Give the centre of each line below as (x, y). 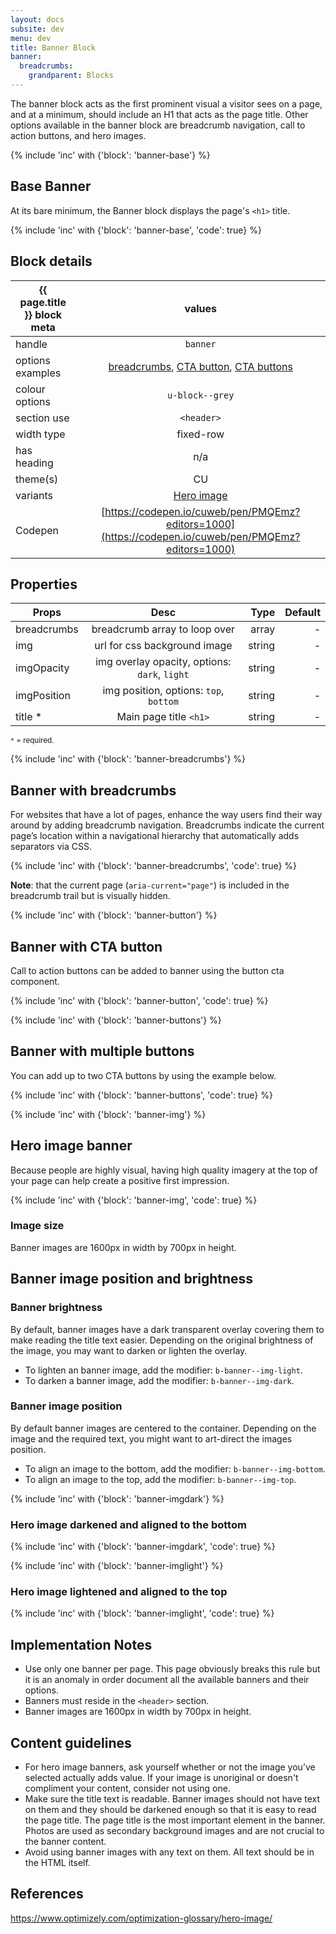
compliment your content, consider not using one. (127, 1788)
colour (30, 389)
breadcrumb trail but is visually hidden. (90, 896)
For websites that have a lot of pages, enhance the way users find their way (166, 815)
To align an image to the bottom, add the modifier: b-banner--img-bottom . (175, 1468)
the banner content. (65, 1842)
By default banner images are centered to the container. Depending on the (163, 1428)
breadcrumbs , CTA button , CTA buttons (201, 366)
